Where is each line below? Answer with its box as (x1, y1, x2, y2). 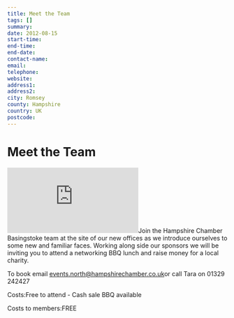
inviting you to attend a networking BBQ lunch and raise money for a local (7, 248, 219, 257)
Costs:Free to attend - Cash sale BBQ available (7, 290, 142, 298)
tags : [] (7, 17, 33, 24)
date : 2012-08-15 (7, 29, 58, 37)
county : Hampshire (7, 101, 61, 108)
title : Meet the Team (7, 10, 71, 17)
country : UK (7, 107, 42, 114)
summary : (7, 23, 33, 30)
